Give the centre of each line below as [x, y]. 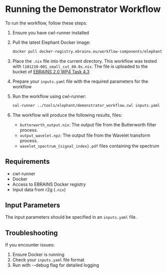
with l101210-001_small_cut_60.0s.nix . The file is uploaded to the [80, 66]
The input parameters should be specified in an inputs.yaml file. [71, 217]
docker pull [25, 51]
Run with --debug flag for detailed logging [56, 265]
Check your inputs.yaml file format [48, 260]
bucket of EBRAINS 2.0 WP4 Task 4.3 [51, 71]
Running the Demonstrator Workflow [83, 9]
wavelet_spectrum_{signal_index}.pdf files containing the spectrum [89, 146]
